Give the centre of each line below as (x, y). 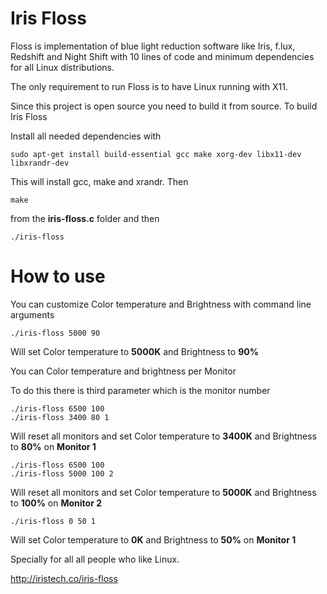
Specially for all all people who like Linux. (95, 559)
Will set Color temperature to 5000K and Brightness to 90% (134, 351)
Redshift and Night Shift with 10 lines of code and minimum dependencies (162, 56)
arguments (32, 314)
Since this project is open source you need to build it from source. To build (164, 106)
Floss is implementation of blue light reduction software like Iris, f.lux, (153, 46)
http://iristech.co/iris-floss (64, 578)
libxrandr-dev (40, 163)
